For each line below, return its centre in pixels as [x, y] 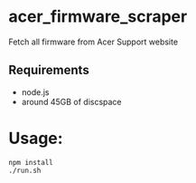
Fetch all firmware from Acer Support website [93, 42]
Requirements [49, 70]
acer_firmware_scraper [98, 17]
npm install [31, 162]
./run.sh [25, 170]
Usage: [36, 138]
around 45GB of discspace [72, 101]
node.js [36, 91]
